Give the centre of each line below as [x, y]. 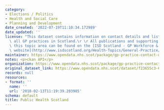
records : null [20, 73]
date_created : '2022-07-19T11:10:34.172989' [51, 28]
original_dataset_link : [29, 69]
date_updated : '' [23, 32]
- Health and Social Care [31, 18]
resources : [16, 77]
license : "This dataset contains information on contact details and [77, 37]
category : [15, 9]
